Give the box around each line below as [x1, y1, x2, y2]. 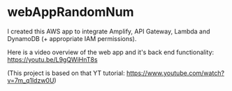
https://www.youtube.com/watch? [126, 69, 225, 77]
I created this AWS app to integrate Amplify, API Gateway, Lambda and [7, 27, 211, 35]
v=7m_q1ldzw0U [7, 76, 55, 84]
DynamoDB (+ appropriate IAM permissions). [7, 34, 137, 42]
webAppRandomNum [7, 4, 134, 20]
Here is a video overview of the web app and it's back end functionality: [7, 48, 215, 56]
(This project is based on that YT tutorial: [7, 69, 125, 77]
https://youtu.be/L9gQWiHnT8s [7, 55, 98, 63]
